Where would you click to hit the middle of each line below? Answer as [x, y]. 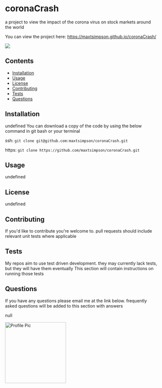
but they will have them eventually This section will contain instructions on [79, 268]
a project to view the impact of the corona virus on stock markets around [78, 22]
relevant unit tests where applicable [41, 236]
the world [15, 27]
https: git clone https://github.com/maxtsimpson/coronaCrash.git [72, 150]
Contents [19, 61]
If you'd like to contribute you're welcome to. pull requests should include [79, 231]
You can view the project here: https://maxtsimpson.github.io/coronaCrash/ [81, 37]
